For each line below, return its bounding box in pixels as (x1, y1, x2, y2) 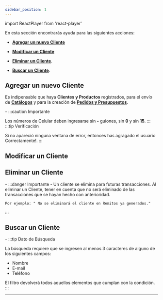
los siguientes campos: (5, 251, 51, 257)
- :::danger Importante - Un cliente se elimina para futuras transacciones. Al (5, 181, 157, 187)
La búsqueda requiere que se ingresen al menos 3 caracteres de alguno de (5, 246, 155, 252)
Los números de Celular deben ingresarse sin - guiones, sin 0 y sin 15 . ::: (5, 118, 151, 124)
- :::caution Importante (5, 109, 50, 114)
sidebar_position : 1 (5, 7, 47, 12)
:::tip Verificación (5, 123, 39, 129)
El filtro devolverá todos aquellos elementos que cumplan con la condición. (5, 280, 155, 286)
